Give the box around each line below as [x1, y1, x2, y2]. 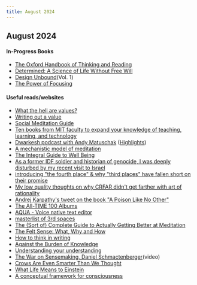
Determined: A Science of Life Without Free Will [14, 67, 133, 75]
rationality [14, 190, 40, 197]
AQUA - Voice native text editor [14, 209, 93, 216]
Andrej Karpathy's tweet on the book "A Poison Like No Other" [14, 196, 169, 204]
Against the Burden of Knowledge [14, 241, 99, 248]
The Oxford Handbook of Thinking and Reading [14, 61, 132, 68]
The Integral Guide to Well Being [14, 151, 95, 159]
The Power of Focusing [14, 80, 73, 87]
